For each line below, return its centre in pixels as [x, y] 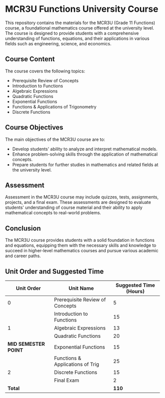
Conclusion [23, 228]
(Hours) [135, 291]
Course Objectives [34, 127]
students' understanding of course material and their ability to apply [74, 207]
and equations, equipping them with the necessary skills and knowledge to [81, 245]
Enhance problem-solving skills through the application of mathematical [85, 154]
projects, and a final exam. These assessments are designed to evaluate [78, 202]
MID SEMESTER [26, 344]
